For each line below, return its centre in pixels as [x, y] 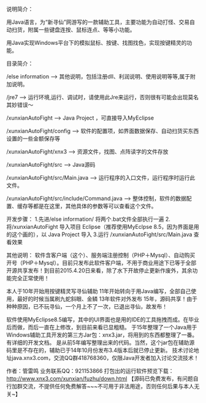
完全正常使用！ [30, 278]
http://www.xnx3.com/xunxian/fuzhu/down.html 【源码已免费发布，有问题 [100, 378]
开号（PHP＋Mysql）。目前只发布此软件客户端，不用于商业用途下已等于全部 [101, 263]
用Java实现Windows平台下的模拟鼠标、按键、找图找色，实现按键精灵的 [97, 43]
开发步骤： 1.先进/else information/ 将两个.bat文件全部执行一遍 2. [88, 219]
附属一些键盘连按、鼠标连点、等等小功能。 [81, 30]
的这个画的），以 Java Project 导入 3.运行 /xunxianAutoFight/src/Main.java [99, 234]
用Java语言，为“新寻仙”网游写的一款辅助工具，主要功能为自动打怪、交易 [98, 22]
